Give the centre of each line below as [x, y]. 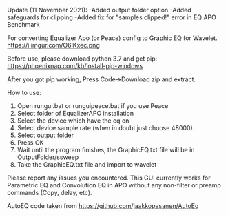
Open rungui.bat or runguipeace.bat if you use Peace [93, 106]
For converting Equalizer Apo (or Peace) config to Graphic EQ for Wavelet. [113, 38]
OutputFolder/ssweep [48, 157]
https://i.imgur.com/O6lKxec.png [53, 45]
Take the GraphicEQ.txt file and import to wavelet [87, 164]
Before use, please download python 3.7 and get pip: [82, 59]
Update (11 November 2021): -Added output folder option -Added [99, 10]
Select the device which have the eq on [73, 121]
